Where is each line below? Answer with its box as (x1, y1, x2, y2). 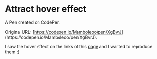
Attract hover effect (5, 3, 87, 15)
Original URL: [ (5, 29, 35, 35)
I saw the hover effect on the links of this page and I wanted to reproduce (5, 43, 153, 49)
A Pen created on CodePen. (5, 20, 61, 25)
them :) (5, 49, 20, 55)
